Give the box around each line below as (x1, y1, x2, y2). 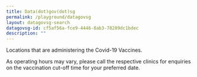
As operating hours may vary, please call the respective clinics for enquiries (6, 58, 191, 65)
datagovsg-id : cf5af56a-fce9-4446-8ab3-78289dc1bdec (6, 25, 139, 31)
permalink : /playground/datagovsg (6, 14, 92, 20)
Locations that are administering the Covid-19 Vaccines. (6, 46, 143, 53)
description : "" (6, 31, 46, 36)
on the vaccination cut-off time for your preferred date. (6, 64, 140, 71)
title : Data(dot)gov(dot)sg (6, 8, 76, 15)
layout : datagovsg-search (6, 19, 70, 25)
